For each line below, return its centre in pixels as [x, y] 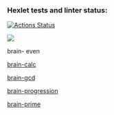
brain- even [23, 51]
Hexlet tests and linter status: [57, 10]
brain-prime [24, 104]
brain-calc [22, 64]
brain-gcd [21, 78]
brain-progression [33, 91]
